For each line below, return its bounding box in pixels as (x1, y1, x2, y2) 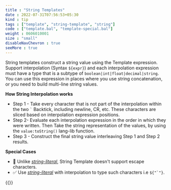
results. (12, 139, 29, 145)
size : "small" (5, 36, 38, 41)
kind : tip (5, 17, 29, 22)
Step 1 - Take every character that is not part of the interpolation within (12, 100, 162, 107)
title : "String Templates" (5, 7, 65, 13)
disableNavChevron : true (5, 41, 60, 46)
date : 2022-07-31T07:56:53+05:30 (5, 12, 79, 17)
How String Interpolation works (5, 91, 73, 97)
